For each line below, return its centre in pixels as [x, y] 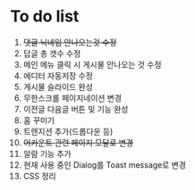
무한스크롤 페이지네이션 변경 [72, 98]
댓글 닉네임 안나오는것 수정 [70, 42]
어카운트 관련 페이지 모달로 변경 [78, 142]
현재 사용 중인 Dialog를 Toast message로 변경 [105, 165]
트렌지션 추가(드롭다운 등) [68, 131]
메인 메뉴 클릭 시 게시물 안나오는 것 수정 [92, 64]
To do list [45, 17]
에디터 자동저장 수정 [58, 75]
